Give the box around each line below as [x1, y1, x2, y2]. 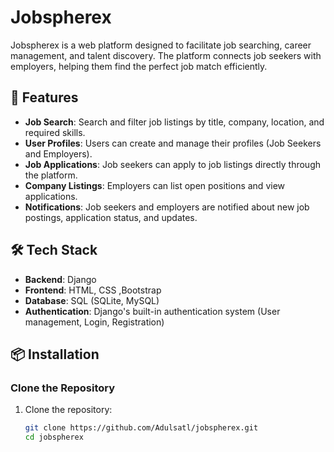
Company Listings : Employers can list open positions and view [24, 179, 286, 191]
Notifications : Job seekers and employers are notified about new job [24, 201, 310, 213]
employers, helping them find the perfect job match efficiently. [10, 60, 268, 72]
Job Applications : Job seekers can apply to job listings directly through [24, 158, 321, 170]
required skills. [24, 126, 86, 138]
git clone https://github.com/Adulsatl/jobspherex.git [24, 423, 259, 433]
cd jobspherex [24, 432, 84, 443]
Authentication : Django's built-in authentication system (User [24, 305, 281, 317]
